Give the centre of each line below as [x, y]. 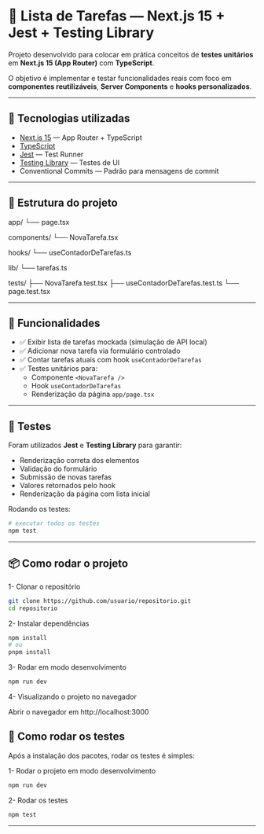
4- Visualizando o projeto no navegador [73, 696]
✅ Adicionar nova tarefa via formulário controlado [100, 351]
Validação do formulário [58, 469]
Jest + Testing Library [81, 33]
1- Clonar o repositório [44, 586]
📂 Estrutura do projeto [63, 203]
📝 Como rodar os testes [67, 737]
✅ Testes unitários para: [59, 369]
